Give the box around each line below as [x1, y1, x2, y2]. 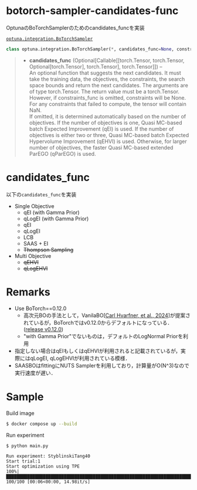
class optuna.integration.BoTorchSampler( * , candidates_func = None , [6, 46, 175, 52]
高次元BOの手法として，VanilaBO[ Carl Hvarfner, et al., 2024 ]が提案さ [23, 312, 191, 319]
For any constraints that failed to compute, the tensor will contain [29, 100, 186, 107]
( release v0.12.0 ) [23, 325, 63, 332]
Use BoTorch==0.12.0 [14, 305, 67, 312]
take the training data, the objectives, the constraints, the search [29, 75, 185, 83]
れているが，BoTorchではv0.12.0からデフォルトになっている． [23, 319, 173, 326]
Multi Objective [14, 252, 52, 259]
